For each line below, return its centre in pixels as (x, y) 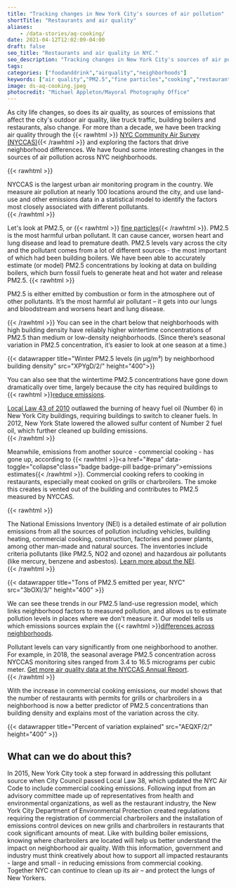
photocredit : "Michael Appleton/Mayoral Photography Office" (99, 92)
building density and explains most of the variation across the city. (103, 713)
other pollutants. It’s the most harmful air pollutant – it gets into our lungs (112, 302)
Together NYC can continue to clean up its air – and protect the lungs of (111, 870)
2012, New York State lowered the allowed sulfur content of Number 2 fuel (115, 424)
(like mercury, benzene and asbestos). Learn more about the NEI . (102, 562)
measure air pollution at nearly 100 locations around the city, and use (107, 192)
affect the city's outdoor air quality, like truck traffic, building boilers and (112, 120)
